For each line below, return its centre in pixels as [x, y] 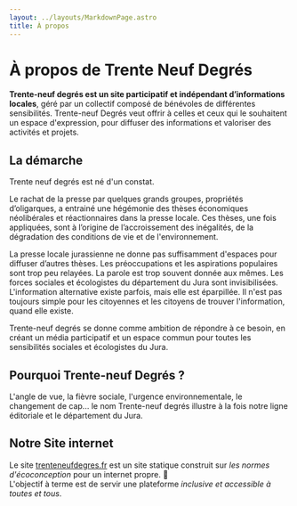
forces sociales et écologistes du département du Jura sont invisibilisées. [144, 282]
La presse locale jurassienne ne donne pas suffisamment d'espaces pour [143, 254]
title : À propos [39, 26]
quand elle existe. [41, 311]
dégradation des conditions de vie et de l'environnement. [114, 237]
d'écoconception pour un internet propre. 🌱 [89, 474]
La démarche [46, 160]
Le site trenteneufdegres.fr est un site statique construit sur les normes [140, 465]
